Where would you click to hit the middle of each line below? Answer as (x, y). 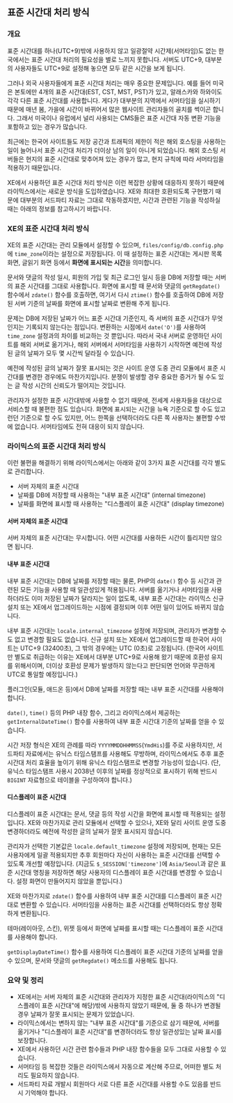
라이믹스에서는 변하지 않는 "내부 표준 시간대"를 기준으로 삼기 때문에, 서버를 (119, 1023)
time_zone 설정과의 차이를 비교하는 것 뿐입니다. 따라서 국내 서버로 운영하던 (109, 335)
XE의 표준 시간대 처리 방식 (48, 228)
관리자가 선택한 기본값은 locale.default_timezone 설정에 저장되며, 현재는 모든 (114, 846)
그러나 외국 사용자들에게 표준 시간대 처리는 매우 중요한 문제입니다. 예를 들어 (109, 83)
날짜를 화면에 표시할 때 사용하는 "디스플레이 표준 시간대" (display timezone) (121, 504)
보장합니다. (32, 1041)
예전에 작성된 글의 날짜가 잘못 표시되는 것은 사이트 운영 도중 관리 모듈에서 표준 (113, 368)
